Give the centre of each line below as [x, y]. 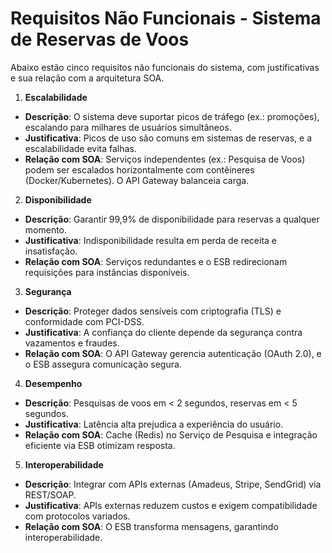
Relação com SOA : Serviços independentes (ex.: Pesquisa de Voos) [165, 159]
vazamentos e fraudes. [72, 343]
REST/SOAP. [50, 494]
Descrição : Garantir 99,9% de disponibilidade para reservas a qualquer [172, 219]
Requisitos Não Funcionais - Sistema [166, 18]
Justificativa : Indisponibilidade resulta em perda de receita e [151, 240]
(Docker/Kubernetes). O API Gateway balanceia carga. [137, 180]
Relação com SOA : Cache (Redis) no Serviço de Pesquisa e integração [171, 434]
